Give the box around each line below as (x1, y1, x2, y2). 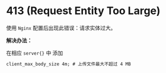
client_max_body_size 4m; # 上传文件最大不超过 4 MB (6, 61, 132, 67)
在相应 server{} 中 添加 (6, 49, 63, 57)
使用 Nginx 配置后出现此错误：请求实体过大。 (6, 24, 116, 31)
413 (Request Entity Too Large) (6, 4, 161, 18)
